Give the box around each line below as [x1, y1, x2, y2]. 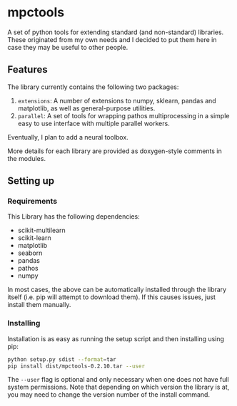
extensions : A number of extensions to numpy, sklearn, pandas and [17, 96, 216, 105]
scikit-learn [17, 234, 51, 242]
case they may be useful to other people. [7, 43, 128, 51]
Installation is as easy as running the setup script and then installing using [7, 334, 225, 343]
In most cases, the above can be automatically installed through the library [7, 286, 227, 294]
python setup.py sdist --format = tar [7, 355, 116, 363]
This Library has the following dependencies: [7, 212, 141, 221]
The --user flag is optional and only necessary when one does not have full [7, 375, 230, 384]
